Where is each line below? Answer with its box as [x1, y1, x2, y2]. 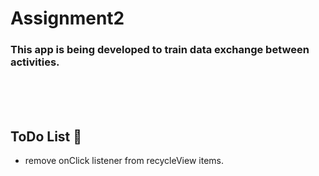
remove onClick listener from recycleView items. [24, 155, 224, 167]
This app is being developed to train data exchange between [10, 43, 310, 57]
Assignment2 [10, 7, 125, 30]
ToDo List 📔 [10, 128, 83, 145]
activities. [10, 55, 60, 69]
